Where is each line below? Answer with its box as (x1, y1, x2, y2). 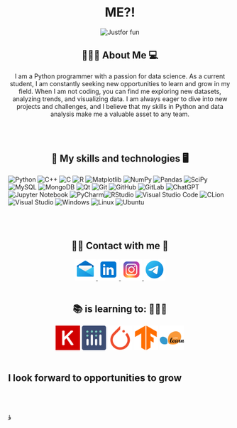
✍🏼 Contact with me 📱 (71, 239, 169, 251)
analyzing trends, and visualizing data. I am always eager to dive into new (12, 94, 228, 103)
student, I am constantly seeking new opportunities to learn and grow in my (9, 79, 231, 88)
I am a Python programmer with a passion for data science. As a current (14, 72, 226, 80)
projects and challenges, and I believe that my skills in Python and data (16, 102, 224, 110)
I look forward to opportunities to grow (8, 372, 182, 384)
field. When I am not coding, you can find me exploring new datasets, (18, 87, 222, 95)
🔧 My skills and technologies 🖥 (51, 152, 189, 165)
